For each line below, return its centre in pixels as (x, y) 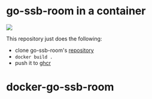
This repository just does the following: (54, 38)
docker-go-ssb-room (60, 87)
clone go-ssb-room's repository (54, 50)
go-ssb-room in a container (76, 11)
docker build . (34, 57)
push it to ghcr (33, 63)
